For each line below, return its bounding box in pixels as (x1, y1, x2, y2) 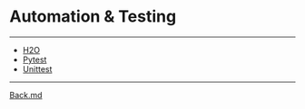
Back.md (9, 89, 43, 100)
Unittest (22, 63, 53, 74)
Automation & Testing (9, 6, 177, 27)
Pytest (22, 54, 47, 65)
